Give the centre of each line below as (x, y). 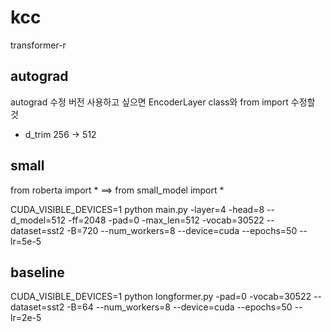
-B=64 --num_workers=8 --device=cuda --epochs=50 (179, 307)
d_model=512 (38, 220)
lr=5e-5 (26, 241)
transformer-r (38, 45)
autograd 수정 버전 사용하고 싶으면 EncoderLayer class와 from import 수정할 (163, 102)
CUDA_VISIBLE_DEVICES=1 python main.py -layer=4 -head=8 (137, 209)
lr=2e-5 (26, 318)
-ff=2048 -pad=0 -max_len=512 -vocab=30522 (166, 220)
